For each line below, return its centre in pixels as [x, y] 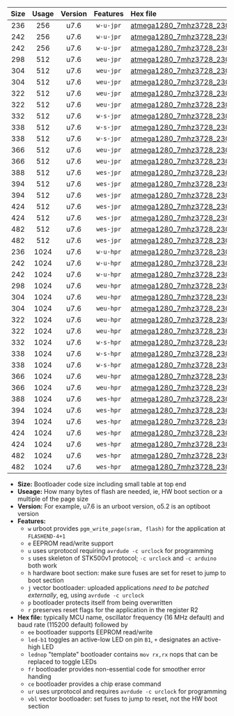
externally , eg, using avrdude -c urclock [86, 595]
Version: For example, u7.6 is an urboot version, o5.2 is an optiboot [114, 506]
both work [42, 566]
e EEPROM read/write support [70, 543]
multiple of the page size [53, 499]
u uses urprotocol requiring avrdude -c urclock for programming [120, 551]
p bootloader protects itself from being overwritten [100, 602]
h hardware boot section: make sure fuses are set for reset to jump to [127, 573]
